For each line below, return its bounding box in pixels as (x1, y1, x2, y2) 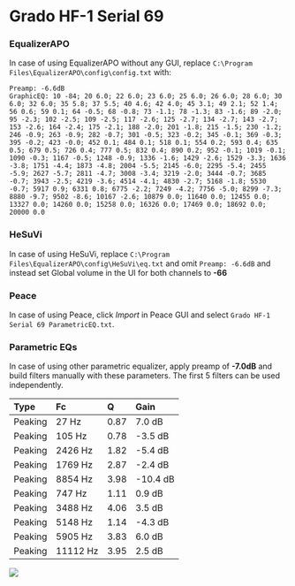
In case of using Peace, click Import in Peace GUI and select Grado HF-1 (9, 309, 271, 320)
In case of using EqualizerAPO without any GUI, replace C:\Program (9, 57, 253, 68)
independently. (9, 380, 64, 391)
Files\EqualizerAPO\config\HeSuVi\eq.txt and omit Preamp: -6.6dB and (9, 258, 271, 269)
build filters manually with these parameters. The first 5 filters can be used (9, 370, 281, 381)
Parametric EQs (9, 341, 78, 353)
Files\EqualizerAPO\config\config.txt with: (9, 67, 172, 78)
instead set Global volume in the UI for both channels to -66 (9, 267, 228, 278)
